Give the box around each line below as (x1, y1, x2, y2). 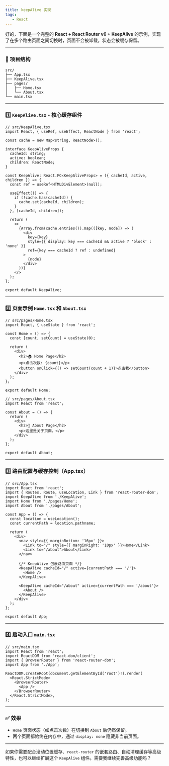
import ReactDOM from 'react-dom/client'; (5, 653, 96, 658)
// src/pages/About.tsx (5, 397, 55, 402)
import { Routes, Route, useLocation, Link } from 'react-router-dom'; (5, 490, 158, 495)
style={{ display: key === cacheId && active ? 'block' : (27, 239, 152, 244)
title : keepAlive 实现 (5, 7, 51, 13)
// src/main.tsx (5, 644, 39, 649)
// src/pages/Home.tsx (5, 318, 53, 323)
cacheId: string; (10, 151, 46, 156)
